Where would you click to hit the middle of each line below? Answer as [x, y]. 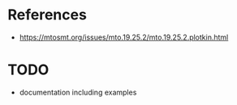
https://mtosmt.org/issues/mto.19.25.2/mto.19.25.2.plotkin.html [124, 37]
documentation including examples [78, 92]
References [47, 15]
